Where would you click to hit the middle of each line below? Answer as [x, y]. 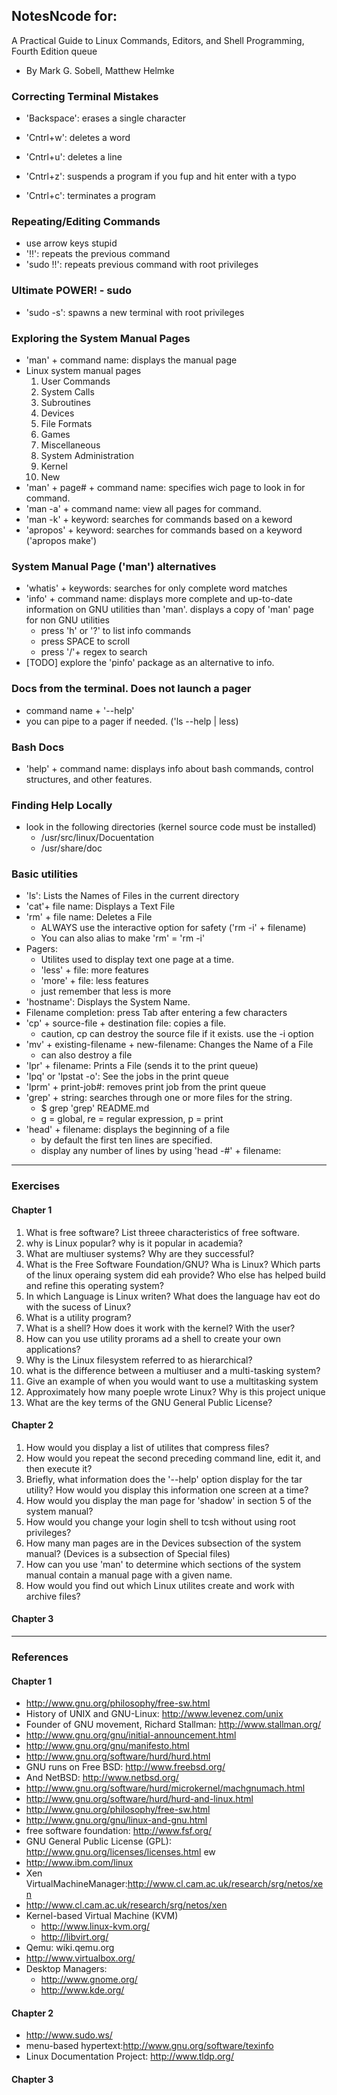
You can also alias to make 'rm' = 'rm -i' [123, 938]
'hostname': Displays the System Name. [108, 1002]
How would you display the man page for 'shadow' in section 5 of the [168, 1500]
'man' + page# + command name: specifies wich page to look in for [165, 487]
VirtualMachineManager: [76, 1884]
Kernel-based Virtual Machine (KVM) [102, 1916]
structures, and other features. [89, 779]
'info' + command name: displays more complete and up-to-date [159, 599]
